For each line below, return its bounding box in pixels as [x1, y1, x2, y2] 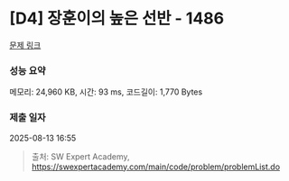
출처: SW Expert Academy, [31, 150, 130, 162]
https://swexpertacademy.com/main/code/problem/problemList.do [31, 161, 281, 172]
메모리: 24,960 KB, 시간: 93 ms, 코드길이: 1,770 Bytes [9, 86, 203, 97]
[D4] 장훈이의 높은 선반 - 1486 [9, 8, 225, 29]
